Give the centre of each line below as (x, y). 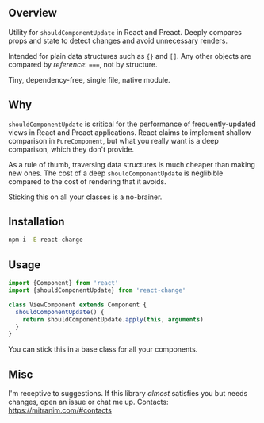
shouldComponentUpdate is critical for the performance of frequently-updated (132, 124)
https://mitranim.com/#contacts (60, 410)
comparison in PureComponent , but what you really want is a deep (114, 140)
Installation (36, 222)
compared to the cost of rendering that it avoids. (87, 181)
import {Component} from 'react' (63, 283)
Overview (33, 13)
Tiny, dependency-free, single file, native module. (89, 79)
